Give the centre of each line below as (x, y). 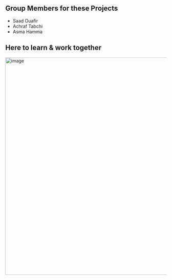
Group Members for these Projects (62, 8)
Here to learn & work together (53, 48)
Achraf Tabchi (28, 26)
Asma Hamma (27, 31)
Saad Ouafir (25, 20)
